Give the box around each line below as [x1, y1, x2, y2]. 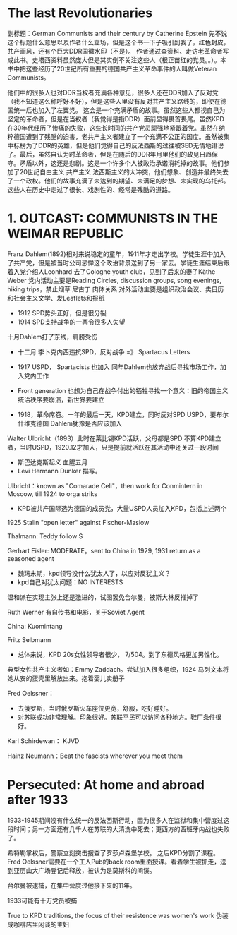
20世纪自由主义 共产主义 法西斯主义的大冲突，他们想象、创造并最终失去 [19, 167, 229, 176]
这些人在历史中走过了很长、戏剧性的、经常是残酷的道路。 [7, 185, 174, 193]
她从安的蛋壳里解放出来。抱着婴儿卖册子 [7, 674, 125, 682]
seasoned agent [7, 554, 54, 562]
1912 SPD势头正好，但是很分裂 [17, 308, 107, 317]
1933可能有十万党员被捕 [7, 896, 78, 905]
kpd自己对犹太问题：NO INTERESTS [17, 577, 123, 586]
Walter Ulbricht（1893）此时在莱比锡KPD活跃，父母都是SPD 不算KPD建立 [7, 434, 221, 442]
